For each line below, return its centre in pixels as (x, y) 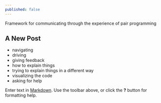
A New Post (23, 38)
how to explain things (33, 65)
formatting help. (21, 95)
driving (19, 55)
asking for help (27, 81)
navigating (23, 50)
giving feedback (28, 60)
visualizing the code (32, 76)
